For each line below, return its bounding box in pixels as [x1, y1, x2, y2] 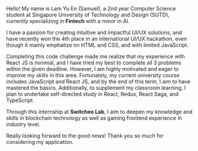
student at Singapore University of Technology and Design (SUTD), [6, 11, 170, 18]
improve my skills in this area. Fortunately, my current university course [6, 72, 180, 78]
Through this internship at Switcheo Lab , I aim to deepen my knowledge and [6, 109, 193, 115]
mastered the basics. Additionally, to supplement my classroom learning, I [6, 84, 186, 91]
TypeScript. [6, 97, 34, 104]
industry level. [6, 121, 41, 127]
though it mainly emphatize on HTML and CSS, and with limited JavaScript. [6, 41, 189, 48]
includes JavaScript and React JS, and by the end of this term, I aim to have [6, 78, 191, 85]
